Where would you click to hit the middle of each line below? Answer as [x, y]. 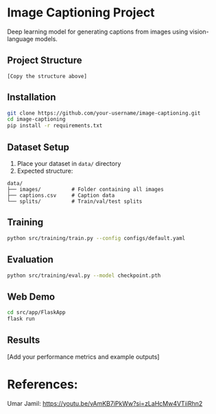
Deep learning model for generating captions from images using [98, 32]
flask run [21, 319]
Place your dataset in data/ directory [69, 163]
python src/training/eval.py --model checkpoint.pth [84, 276]
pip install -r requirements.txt [55, 126]
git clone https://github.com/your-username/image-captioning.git [104, 113]
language [20, 38]
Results [24, 340]
